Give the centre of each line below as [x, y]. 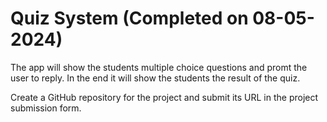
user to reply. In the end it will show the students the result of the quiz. [155, 78]
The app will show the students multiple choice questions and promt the [159, 67]
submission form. [46, 108]
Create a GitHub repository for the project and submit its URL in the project [164, 97]
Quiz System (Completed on [129, 18]
